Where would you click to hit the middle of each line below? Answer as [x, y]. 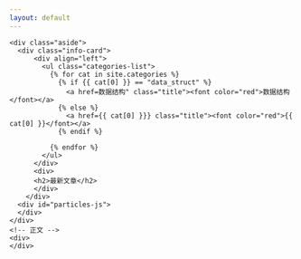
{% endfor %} [74, 147]
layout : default [40, 18]
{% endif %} [80, 131]
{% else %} [78, 108]
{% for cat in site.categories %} [114, 74]
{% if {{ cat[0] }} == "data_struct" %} [135, 82]
